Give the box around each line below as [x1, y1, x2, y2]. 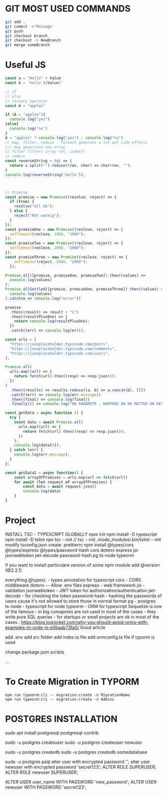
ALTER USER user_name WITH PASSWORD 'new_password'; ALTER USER [5, 779, 157, 785]
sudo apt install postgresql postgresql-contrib [5, 729, 99, 736]
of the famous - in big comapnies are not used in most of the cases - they [5, 609, 157, 615]
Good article [80, 624, 105, 630]
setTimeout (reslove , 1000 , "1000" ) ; [9, 232, 85, 237]
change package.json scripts [5, 649, 65, 655]
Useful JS [5, 59, 46, 71]
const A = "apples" [5, 103, 46, 108]
